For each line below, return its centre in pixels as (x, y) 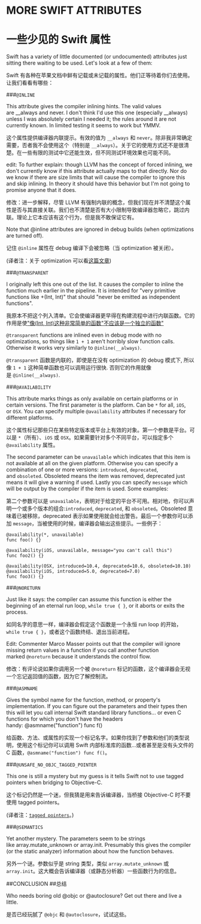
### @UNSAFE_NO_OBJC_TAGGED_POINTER (51, 765)
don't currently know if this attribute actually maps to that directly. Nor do (97, 171)
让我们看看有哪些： (30, 83)
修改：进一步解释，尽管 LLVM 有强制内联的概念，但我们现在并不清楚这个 (96, 202)
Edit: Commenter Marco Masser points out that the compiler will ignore (93, 644)
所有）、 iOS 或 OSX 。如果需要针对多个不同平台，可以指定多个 (100, 438)
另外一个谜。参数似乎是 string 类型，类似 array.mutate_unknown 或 (88, 864)
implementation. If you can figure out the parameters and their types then (97, 706)
